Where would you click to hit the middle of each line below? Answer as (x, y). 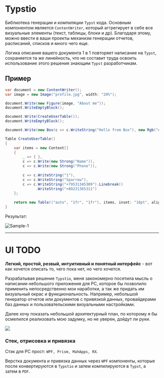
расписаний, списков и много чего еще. (47, 43)
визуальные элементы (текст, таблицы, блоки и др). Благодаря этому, (78, 33)
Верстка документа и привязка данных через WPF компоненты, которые (80, 361)
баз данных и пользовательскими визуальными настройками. (70, 304)
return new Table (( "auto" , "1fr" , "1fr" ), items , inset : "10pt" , (82, 202)
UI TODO (23, 250)
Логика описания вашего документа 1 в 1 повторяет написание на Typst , (81, 53)
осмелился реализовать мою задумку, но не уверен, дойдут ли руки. (78, 319)
